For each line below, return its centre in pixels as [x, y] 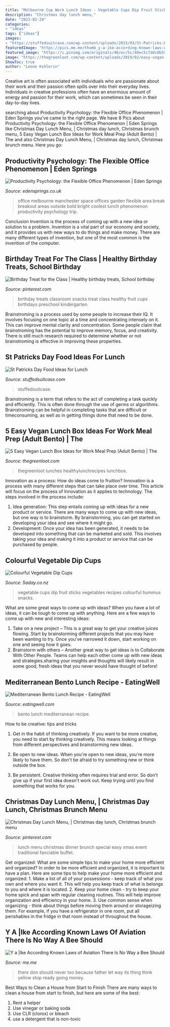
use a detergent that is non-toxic [47, 1019]
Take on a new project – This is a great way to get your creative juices [85, 629]
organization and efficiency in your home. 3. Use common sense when [79, 900]
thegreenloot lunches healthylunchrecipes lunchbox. [72, 471]
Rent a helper [27, 1003]
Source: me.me [21, 962]
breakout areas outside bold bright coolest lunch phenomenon [83, 206]
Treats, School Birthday [43, 267]
